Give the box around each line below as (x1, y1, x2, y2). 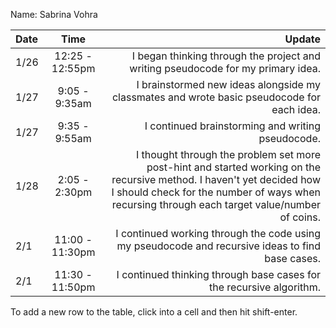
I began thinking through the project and (131, 49, 321, 63)
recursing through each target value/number (111, 198, 321, 211)
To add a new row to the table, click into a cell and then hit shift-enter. (10, 306, 298, 318)
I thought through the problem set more (135, 148, 321, 161)
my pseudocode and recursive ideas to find (116, 239, 321, 253)
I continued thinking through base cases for (116, 268, 321, 281)
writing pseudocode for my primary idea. (129, 62, 321, 75)
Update (284, 32, 321, 46)
